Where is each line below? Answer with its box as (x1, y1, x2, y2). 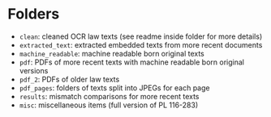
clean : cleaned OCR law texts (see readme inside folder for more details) (19, 31, 263, 41)
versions (19, 65, 49, 75)
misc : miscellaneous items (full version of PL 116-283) (19, 100, 199, 110)
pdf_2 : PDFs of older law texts (19, 74, 120, 84)
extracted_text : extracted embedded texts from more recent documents (19, 40, 263, 49)
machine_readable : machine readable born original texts (19, 48, 204, 58)
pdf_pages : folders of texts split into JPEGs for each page (19, 82, 210, 93)
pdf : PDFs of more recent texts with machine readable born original (19, 57, 245, 67)
